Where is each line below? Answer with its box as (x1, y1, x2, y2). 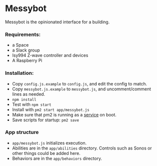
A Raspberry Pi (12, 58, 43, 64)
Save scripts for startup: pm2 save (12, 117, 79, 123)
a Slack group (12, 47, 40, 53)
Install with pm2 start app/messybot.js (12, 106, 90, 112)
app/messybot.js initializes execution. (12, 140, 87, 146)
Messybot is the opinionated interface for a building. (5, 19, 110, 25)
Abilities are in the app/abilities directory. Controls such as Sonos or (12, 145, 152, 151)
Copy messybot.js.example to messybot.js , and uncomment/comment (12, 86, 152, 92)
